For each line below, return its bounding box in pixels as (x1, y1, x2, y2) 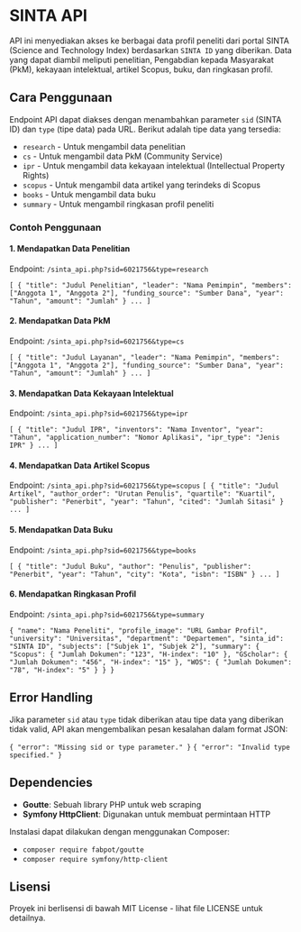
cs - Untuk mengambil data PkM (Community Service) (22, 151, 223, 161)
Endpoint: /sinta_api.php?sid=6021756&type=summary (9, 608, 205, 619)
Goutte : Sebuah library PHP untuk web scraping (22, 799, 202, 809)
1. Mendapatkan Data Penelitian (9, 243, 131, 254)
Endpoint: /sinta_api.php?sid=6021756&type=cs (9, 335, 185, 347)
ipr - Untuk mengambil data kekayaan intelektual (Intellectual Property (22, 160, 286, 171)
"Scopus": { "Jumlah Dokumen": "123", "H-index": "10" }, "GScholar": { (9, 650, 288, 659)
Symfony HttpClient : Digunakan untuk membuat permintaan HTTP (22, 809, 271, 819)
